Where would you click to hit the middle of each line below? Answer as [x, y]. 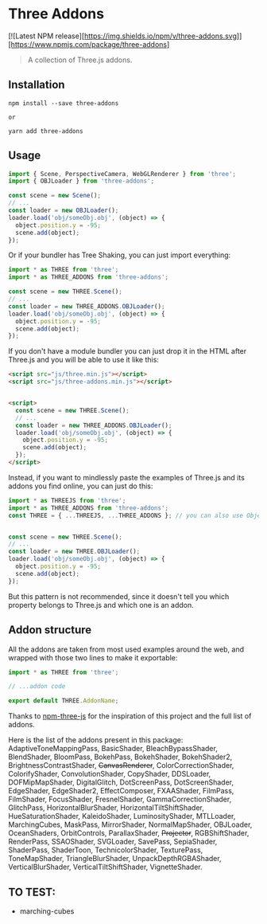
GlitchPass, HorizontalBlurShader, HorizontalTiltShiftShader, [106, 808]
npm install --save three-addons [64, 103]
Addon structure [50, 630]
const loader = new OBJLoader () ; [64, 211]
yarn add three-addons [46, 131]
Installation [37, 85]
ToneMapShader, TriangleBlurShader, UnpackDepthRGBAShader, [115, 859]
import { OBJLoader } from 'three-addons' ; [81, 181]
